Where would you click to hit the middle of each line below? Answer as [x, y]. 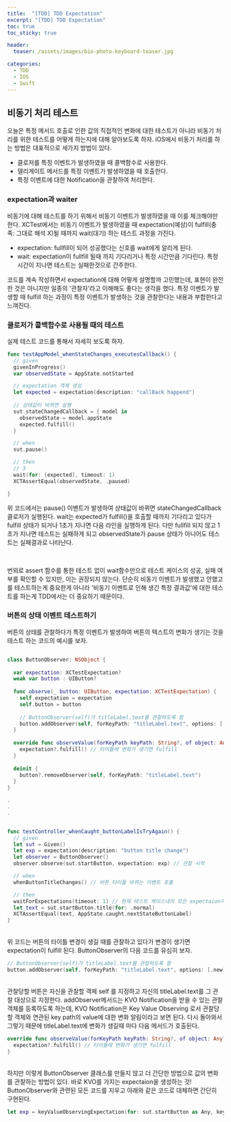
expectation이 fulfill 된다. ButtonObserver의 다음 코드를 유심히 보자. [100, 950]
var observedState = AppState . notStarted [74, 374]
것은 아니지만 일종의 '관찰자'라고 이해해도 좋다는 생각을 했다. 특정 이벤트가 [113, 288]
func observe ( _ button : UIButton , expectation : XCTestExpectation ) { [115, 692]
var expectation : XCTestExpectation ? [67, 673]
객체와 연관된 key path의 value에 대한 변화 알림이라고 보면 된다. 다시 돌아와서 [118, 1017]
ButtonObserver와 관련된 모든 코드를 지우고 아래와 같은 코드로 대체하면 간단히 [112, 1090]
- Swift [24, 83]
